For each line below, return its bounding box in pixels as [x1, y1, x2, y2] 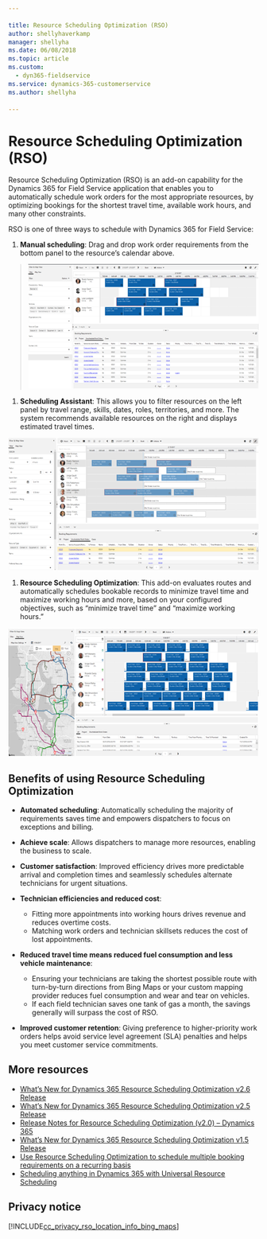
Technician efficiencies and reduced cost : [19, 894, 162, 903]
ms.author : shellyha [8, 88, 77, 96]
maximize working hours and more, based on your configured [19, 595, 222, 605]
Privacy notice [8, 1200, 82, 1214]
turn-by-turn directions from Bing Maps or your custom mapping [31, 983, 244, 992]
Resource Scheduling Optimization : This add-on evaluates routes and [19, 578, 252, 588]
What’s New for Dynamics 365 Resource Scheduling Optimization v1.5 [19, 1135, 249, 1144]
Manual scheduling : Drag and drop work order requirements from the [19, 240, 249, 250]
